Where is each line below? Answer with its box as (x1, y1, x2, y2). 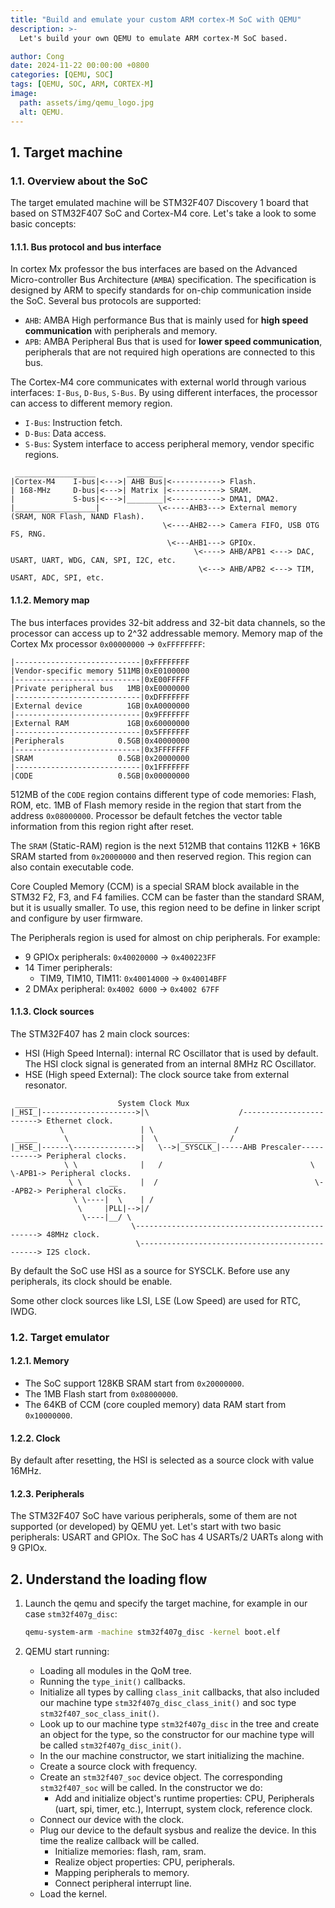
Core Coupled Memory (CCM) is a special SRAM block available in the (10, 880, 300, 892)
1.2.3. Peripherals (10, 1487, 85, 1500)
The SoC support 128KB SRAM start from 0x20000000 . (24, 1377, 245, 1389)
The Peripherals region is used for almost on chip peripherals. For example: (10, 931, 321, 943)
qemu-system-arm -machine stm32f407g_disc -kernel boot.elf (24, 1627, 281, 1638)
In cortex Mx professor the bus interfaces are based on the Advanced (10, 263, 298, 275)
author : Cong (10, 51, 65, 61)
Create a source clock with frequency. (39, 1761, 198, 1773)
